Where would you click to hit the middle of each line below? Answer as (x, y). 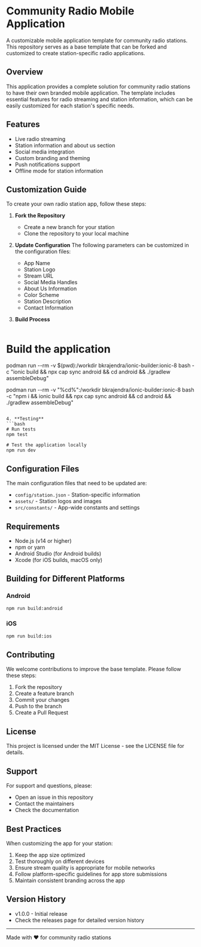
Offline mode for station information (59, 171)
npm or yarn (30, 547)
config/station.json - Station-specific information (77, 495)
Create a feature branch (44, 693)
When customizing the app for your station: (60, 843)
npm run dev (21, 450)
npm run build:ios (29, 636)
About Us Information (50, 288)
